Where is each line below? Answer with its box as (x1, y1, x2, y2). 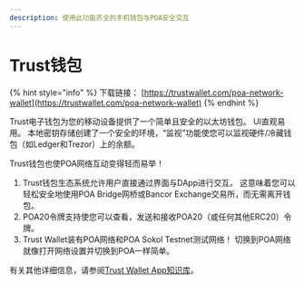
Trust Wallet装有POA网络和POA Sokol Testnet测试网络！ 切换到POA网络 (22, 233, 291, 245)
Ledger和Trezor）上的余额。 (33, 138, 141, 150)
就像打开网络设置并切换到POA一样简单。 (22, 245, 175, 256)
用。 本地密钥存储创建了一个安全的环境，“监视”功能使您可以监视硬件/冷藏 (9, 127, 284, 138)
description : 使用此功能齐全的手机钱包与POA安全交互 (9, 13, 190, 23)
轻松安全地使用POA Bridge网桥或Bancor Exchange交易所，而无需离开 (22, 188, 283, 200)
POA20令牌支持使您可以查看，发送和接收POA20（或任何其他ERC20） (22, 211, 284, 222)
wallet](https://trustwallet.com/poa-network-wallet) (9, 97, 202, 108)
